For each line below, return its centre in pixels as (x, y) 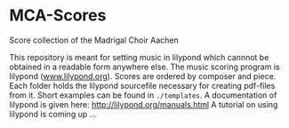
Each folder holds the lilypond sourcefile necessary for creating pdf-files (142, 85)
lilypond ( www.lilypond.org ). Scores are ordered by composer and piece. (143, 76)
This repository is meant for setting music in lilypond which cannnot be (139, 57)
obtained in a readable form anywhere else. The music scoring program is (144, 67)
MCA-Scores (58, 16)
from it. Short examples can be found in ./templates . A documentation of (143, 95)
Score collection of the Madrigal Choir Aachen (94, 40)
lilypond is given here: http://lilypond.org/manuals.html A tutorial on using (144, 104)
